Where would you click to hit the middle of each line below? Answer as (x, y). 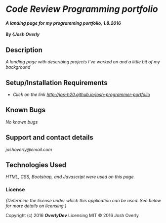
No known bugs (22, 122)
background (18, 67)
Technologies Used (36, 165)
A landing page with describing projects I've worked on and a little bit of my (83, 62)
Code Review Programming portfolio (82, 9)
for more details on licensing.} (36, 206)
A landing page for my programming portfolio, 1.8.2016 (63, 23)
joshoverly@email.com (29, 149)
